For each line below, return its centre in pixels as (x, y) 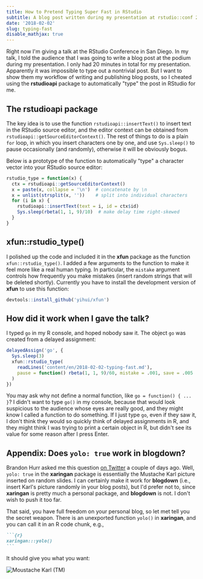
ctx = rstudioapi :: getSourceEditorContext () (69, 184)
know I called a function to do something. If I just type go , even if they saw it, (101, 415)
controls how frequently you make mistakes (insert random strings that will (99, 276)
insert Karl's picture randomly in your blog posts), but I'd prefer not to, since (101, 487)
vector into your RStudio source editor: (54, 167)
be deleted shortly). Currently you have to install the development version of (101, 282)
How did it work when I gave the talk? (78, 318)
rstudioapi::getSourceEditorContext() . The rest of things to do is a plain (97, 136)
